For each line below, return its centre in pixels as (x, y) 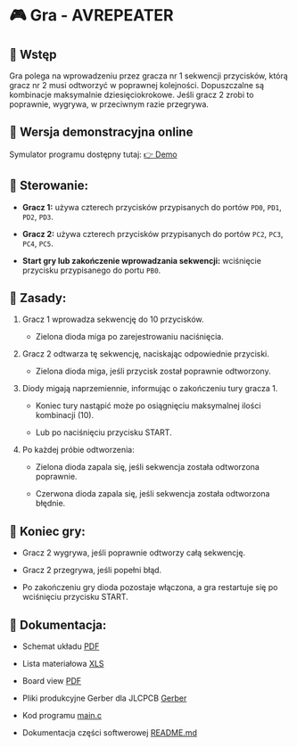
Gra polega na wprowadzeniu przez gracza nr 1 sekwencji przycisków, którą (148, 76)
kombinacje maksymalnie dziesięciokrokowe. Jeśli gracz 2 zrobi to (132, 94)
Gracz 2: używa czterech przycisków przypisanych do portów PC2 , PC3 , (153, 234)
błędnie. (50, 504)
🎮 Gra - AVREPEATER (91, 16)
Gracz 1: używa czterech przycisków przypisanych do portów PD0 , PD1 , (152, 207)
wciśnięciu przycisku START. (75, 597)
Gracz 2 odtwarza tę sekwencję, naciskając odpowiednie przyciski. (146, 354)
